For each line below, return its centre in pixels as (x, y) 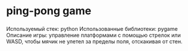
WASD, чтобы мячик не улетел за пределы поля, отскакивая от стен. (95, 42)
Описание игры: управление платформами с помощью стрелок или (94, 35)
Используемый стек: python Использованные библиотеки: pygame (92, 29)
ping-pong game (49, 11)
